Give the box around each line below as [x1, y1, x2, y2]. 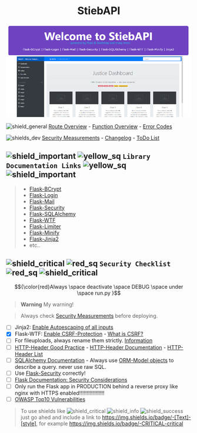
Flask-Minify [29, 229, 60, 236]
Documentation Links [6, 162, 82, 170]
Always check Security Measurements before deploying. [20, 312, 158, 319]
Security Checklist [99, 259, 171, 268]
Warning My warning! [20, 301, 74, 308]
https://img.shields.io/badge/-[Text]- [102, 414, 191, 421]
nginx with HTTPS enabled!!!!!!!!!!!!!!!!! [14, 389, 105, 397]
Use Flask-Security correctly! [14, 369, 86, 377]
